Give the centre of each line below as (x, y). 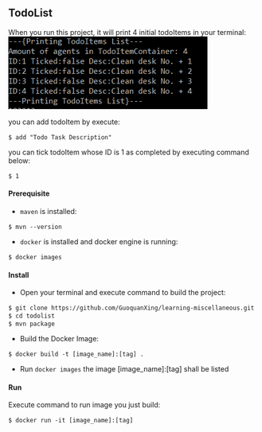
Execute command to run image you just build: (84, 405)
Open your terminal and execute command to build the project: (123, 293)
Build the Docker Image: (59, 339)
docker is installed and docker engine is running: (99, 242)
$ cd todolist (32, 316)
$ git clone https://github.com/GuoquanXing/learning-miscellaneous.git (131, 308)
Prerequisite (29, 193)
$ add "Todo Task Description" (60, 137)
